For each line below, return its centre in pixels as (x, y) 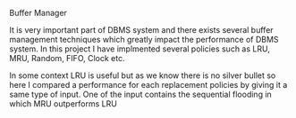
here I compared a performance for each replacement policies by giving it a (148, 85)
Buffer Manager (38, 13)
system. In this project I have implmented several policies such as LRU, (140, 49)
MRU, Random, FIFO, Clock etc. (67, 58)
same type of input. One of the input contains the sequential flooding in (141, 94)
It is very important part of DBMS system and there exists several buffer (142, 30)
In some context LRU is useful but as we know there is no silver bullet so (143, 75)
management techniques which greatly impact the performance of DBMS (144, 39)
